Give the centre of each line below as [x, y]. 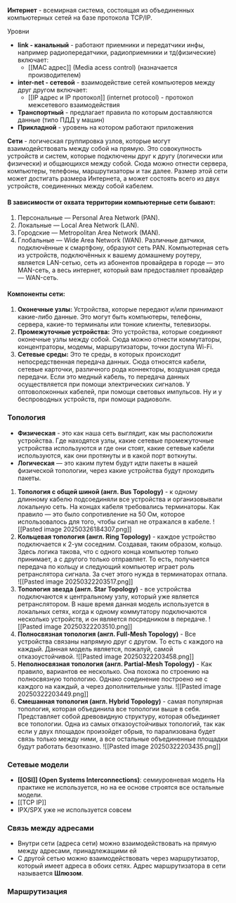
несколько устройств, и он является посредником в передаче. [112, 619]
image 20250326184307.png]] [88, 529]
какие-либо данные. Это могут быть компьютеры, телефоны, [110, 317]
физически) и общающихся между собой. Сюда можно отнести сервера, [118, 164]
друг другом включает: [52, 90]
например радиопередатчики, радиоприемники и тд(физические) [117, 53]
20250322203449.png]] [53, 694]
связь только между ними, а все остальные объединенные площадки [123, 739]
